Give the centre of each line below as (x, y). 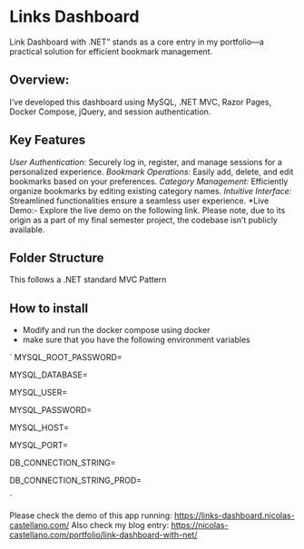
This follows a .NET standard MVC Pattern (88, 279)
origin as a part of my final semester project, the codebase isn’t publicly (144, 220)
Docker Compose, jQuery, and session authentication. (110, 112)
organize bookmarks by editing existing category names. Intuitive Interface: (151, 191)
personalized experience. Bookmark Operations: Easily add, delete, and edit (152, 172)
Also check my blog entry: (120, 525)
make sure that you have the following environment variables (137, 340)
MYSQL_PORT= (39, 446)
